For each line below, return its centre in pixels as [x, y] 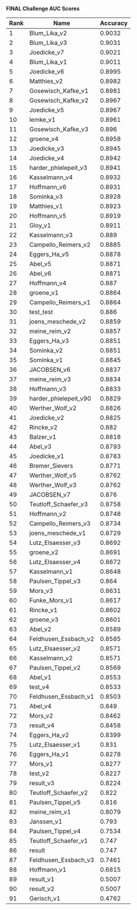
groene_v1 [44, 293]
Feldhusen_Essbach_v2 [62, 639]
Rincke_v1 [43, 610]
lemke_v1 [43, 120]
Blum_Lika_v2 [48, 33]
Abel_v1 [40, 677]
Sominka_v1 [46, 360]
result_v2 [42, 889]
